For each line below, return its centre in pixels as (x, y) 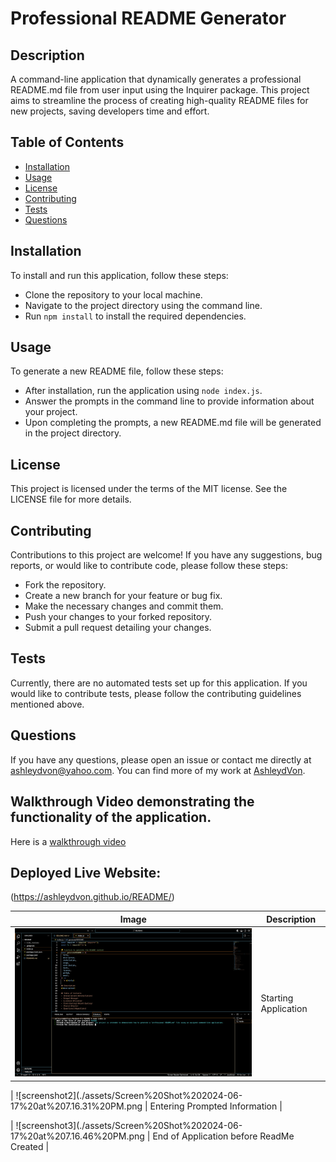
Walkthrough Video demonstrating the (132, 802)
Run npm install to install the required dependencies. (135, 316)
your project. (51, 412)
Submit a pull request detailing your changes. (118, 628)
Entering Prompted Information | (216, 1106)
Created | (30, 1146)
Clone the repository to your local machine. (113, 294)
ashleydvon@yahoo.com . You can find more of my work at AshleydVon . (158, 770)
